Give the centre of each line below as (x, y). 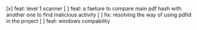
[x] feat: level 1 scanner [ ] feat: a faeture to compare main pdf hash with (94, 9)
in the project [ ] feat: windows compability (58, 21)
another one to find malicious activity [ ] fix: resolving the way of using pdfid (99, 15)
